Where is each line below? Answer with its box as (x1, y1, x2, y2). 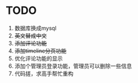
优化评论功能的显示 (14, 55, 63, 62)
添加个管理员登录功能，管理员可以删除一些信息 (14, 62, 132, 70)
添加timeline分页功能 (14, 47, 67, 55)
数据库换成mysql (14, 24, 57, 32)
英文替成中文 (14, 32, 47, 39)
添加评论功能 (14, 39, 47, 47)
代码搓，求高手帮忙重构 (14, 70, 74, 77)
